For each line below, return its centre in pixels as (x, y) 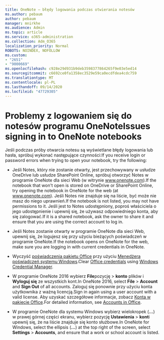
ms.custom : (16, 55)
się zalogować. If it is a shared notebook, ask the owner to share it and (83, 217)
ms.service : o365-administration (39, 37)
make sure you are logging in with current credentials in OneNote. (79, 247)
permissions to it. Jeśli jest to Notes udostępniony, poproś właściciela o (84, 206)
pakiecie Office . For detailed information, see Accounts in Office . (77, 302)
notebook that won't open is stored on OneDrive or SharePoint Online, (82, 185)
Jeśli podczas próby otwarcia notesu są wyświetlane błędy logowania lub (79, 150)
